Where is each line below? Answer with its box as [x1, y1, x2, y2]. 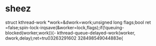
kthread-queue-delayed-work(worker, [56, 30, 136, 36]
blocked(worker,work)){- [5, 30, 56, 36]
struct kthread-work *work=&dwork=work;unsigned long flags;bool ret [5, 19, 151, 25]
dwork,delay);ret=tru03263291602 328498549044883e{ [5, 35, 123, 41]
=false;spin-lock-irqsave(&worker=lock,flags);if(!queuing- [5, 24, 124, 30]
